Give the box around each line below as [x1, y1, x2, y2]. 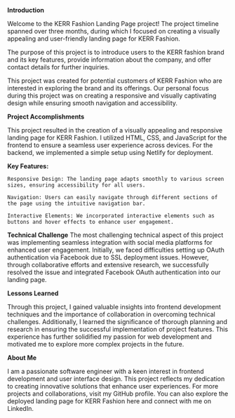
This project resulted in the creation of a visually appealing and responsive [7, 126, 223, 134]
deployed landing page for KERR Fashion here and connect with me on [7, 397, 212, 405]
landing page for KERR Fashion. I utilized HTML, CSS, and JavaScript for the [7, 133, 227, 142]
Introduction [7, 6, 44, 14]
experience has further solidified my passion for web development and [7, 332, 212, 341]
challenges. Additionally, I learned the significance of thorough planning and [7, 318, 228, 325]
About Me [7, 353, 37, 362]
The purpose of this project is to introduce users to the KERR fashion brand [7, 48, 224, 56]
